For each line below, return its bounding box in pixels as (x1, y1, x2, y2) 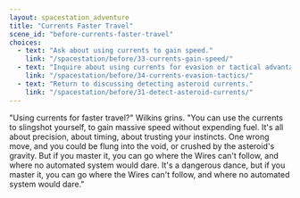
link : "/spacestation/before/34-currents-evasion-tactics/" (25, 71, 254, 80)
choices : (9, 37, 42, 47)
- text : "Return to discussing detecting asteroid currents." (17, 79, 254, 88)
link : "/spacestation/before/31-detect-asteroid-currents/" (25, 87, 254, 96)
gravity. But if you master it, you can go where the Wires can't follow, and (9, 150, 279, 161)
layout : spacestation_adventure (9, 12, 129, 22)
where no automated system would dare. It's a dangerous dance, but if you (9, 160, 286, 170)
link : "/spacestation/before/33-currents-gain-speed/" (25, 54, 234, 63)
